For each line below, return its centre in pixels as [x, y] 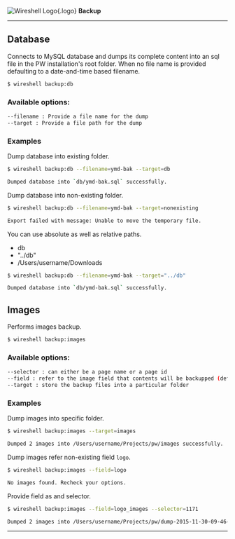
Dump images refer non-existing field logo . [69, 457]
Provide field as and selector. [49, 496]
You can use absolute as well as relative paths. [74, 234]
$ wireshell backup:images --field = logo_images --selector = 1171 [103, 509]
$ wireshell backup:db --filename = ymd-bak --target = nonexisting [103, 208]
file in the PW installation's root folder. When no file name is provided [107, 64]
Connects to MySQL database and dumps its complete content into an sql [114, 56]
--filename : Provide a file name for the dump [78, 116]
